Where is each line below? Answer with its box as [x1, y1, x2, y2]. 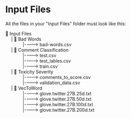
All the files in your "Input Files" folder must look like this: [5, 21, 126, 27]
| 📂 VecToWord [11, 85, 43, 91]
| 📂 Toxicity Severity [11, 68, 53, 75]
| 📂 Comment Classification [11, 47, 69, 53]
